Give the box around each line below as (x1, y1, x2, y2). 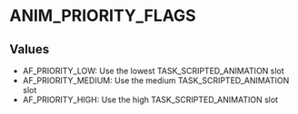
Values (9, 42, 50, 57)
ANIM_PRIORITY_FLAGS (9, 5, 197, 26)
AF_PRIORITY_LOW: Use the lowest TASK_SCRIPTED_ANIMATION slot (22, 65, 284, 76)
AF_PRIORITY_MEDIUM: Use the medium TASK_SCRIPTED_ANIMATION (22, 75, 290, 86)
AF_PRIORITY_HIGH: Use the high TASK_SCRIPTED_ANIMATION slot (22, 94, 279, 105)
